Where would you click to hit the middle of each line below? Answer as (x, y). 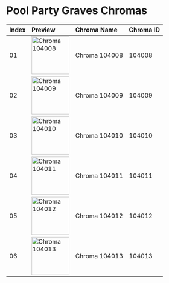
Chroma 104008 (99, 55)
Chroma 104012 (99, 216)
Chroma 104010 (99, 135)
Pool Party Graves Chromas (77, 11)
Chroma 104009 (99, 95)
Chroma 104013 (99, 256)
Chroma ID (145, 30)
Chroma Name (96, 30)
